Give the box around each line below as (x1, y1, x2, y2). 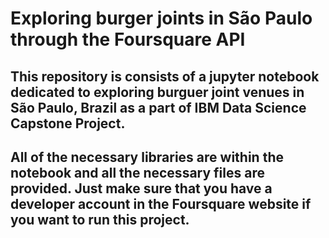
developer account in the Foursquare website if (10, 195, 312, 212)
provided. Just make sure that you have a (10, 180, 273, 197)
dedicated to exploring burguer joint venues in (10, 83, 305, 101)
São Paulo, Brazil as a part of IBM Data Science (10, 99, 307, 116)
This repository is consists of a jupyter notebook (10, 68, 320, 85)
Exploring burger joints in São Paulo (10, 7, 313, 30)
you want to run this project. (10, 211, 190, 228)
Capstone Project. (10, 115, 126, 132)
